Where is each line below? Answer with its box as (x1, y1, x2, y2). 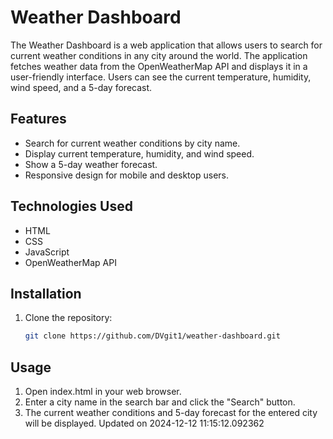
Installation (10, 285, 82, 302)
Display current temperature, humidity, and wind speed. (24, 147, 255, 160)
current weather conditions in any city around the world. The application (10, 49, 308, 61)
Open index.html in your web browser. (24, 386, 182, 398)
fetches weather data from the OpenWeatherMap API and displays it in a (10, 60, 308, 72)
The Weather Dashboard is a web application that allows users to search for (10, 39, 323, 51)
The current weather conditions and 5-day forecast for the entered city (24, 407, 318, 419)
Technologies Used (10, 198, 133, 215)
